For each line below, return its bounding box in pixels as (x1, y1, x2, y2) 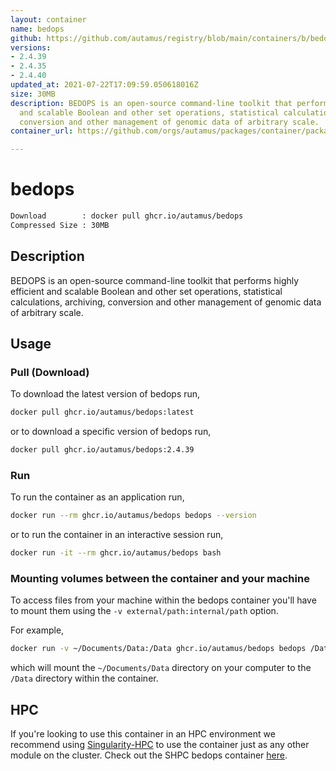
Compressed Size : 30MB (10, 220, 110, 230)
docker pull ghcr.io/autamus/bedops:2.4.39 (10, 445, 195, 455)
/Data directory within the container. (10, 672, 159, 685)
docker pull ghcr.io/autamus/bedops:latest (10, 407, 195, 418)
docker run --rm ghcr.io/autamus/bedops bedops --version (10, 511, 257, 521)
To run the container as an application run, (10, 491, 185, 503)
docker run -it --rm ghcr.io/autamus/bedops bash (10, 548, 222, 558)
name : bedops (10, 24, 65, 34)
